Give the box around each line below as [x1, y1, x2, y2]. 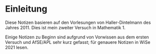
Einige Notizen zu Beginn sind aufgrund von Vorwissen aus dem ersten [5, 34, 149, 40]
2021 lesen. [5, 44, 29, 50]
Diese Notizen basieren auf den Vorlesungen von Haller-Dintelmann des [5, 19, 151, 25]
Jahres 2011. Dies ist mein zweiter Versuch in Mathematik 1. [5, 24, 125, 30]
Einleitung [5, 3, 48, 15]
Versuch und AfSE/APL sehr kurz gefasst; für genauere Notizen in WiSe [5, 39, 151, 45]
